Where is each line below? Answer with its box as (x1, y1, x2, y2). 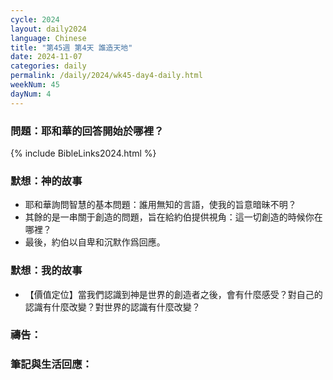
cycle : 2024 (10, 14, 60, 25)
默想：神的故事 (10, 174, 83, 188)
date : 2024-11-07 (10, 52, 83, 62)
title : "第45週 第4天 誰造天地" (10, 42, 133, 53)
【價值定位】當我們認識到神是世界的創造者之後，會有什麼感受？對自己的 (24, 288, 323, 300)
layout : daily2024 (10, 24, 87, 34)
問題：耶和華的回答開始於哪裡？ (10, 124, 165, 138)
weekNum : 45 (10, 80, 60, 90)
